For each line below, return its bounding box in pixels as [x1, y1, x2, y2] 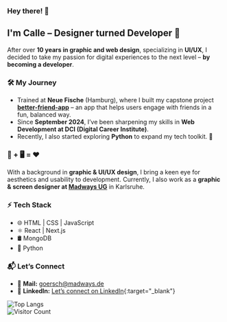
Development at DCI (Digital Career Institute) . [16, 125, 149, 133]
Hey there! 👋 [7, 6, 49, 16]
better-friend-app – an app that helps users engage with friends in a [16, 103, 212, 112]
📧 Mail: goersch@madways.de [16, 279, 104, 288]
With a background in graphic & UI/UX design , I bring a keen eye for [7, 168, 200, 176]
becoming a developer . [7, 60, 74, 68]
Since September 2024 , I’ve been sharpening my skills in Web [16, 118, 195, 126]
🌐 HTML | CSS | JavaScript [16, 218, 95, 227]
